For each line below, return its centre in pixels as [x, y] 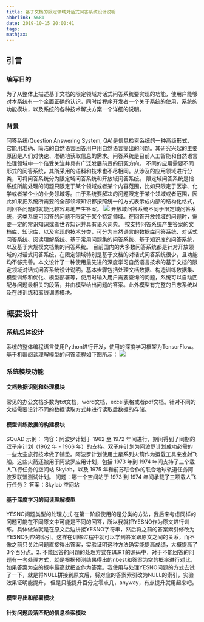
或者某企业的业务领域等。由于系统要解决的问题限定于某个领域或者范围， [102, 194]
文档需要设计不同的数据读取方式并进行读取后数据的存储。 [78, 409]
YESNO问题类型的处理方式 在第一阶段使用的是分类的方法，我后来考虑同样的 [101, 514]
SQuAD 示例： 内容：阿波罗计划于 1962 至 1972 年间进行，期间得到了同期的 [101, 439]
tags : [13, 29]
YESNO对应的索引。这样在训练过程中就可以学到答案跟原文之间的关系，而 [98, 537]
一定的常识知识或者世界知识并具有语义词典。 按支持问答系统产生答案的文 [103, 224]
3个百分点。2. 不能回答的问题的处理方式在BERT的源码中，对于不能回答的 [98, 552]
